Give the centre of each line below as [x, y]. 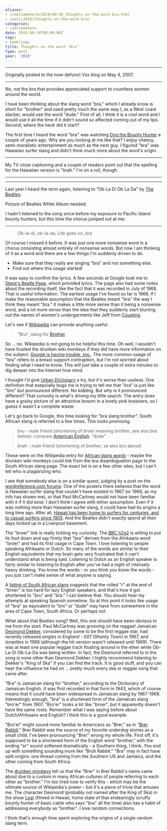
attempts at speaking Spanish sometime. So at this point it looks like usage [82, 601]
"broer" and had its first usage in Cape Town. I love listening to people [77, 544]
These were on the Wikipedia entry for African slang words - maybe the [79, 456]
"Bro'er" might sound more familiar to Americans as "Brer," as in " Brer [77, 725]
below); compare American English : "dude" [62, 436]
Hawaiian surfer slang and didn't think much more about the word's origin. [81, 151]
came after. [17, 674]
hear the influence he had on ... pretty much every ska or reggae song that [82, 668]
